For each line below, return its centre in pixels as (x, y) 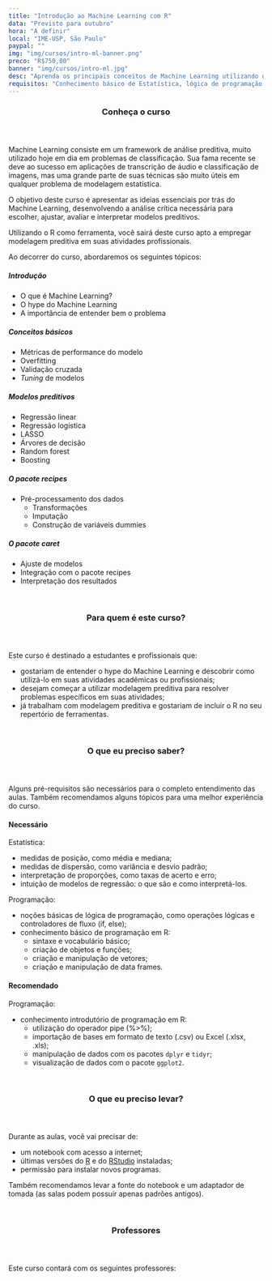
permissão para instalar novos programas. (91, 1170)
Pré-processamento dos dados (72, 499)
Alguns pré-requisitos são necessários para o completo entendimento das (132, 789)
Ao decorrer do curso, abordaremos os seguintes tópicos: (105, 257)
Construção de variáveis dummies (89, 525)
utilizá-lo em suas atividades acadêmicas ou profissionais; (117, 680)
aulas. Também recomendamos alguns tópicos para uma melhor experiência (136, 797)
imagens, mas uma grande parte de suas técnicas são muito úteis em (124, 176)
